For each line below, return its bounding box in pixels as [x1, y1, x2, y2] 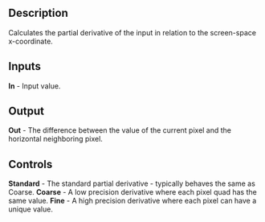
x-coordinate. [8, 36, 54, 46]
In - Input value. [8, 80, 61, 91]
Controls [8, 157, 53, 171]
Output [8, 105, 44, 118]
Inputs [8, 60, 42, 73]
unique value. [8, 204, 54, 214]
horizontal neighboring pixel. [8, 134, 103, 144]
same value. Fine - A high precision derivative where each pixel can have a [8, 196, 257, 206]
